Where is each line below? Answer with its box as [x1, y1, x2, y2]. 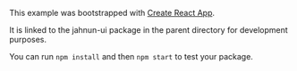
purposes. [9, 35, 47, 44]
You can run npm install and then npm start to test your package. [9, 51, 253, 61]
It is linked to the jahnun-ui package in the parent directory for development [9, 25, 288, 35]
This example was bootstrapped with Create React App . [9, 8, 216, 18]
